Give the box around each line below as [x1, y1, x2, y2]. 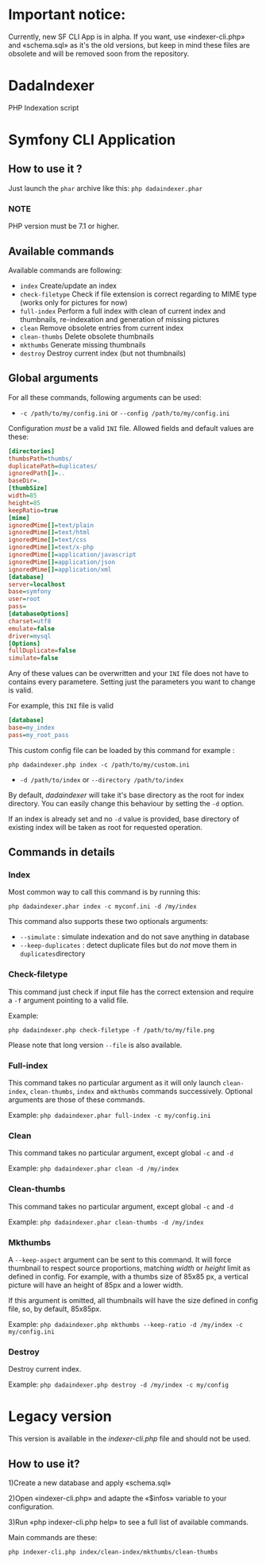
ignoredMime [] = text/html [8, 529, 91, 537]
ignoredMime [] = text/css [8, 536, 87, 544]
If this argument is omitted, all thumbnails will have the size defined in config [8, 1295, 258, 1305]
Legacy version [8, 1407, 113, 1426]
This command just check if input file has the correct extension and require [8, 987, 254, 996]
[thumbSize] [8, 484, 48, 492]
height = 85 [8, 499, 41, 506]
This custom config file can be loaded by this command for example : [8, 745, 235, 755]
